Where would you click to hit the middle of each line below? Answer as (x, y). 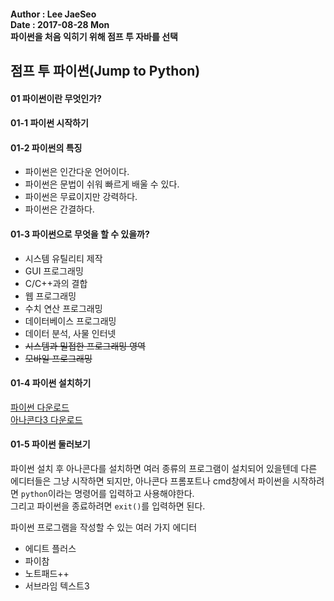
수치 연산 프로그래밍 (63, 308)
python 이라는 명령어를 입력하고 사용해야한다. (107, 493)
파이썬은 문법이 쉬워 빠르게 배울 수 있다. (102, 184)
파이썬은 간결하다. (59, 209)
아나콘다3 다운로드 (46, 419)
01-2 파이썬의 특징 (46, 147)
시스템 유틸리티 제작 (63, 258)
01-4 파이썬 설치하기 (51, 383)
